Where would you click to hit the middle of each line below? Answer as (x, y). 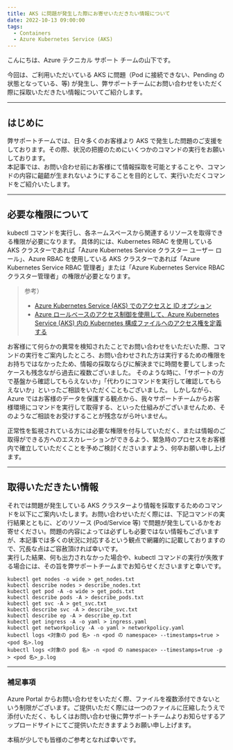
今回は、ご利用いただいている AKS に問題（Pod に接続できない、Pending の (116, 75)
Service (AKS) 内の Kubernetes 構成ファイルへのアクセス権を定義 (128, 323)
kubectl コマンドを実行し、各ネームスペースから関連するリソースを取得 (109, 233)
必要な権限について (48, 215)
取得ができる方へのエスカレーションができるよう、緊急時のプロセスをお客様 (116, 439)
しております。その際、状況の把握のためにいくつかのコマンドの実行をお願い (116, 149)
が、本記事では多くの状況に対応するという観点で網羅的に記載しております (113, 540)
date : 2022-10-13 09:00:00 (46, 20)
